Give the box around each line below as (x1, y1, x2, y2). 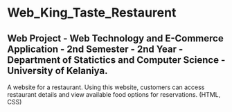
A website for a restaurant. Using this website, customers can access (7, 83, 205, 91)
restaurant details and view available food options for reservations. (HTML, (7, 91, 221, 98)
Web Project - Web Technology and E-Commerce (7, 32, 224, 44)
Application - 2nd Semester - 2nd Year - (7, 43, 184, 55)
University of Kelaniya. (7, 64, 108, 77)
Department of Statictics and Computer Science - (7, 54, 226, 66)
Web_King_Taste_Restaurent (7, 5, 177, 21)
